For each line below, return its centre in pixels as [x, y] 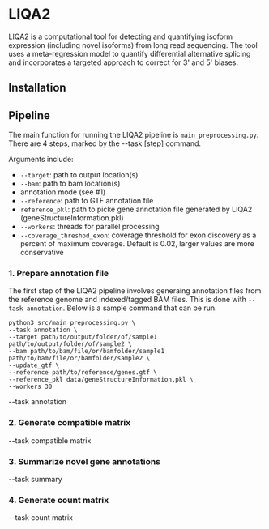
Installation [37, 88]
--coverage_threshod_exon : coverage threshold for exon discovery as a [138, 235]
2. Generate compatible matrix [70, 423]
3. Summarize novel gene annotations [84, 461]
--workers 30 [30, 387]
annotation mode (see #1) [63, 192]
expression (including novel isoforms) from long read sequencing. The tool [133, 45]
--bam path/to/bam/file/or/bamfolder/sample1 [86, 352]
